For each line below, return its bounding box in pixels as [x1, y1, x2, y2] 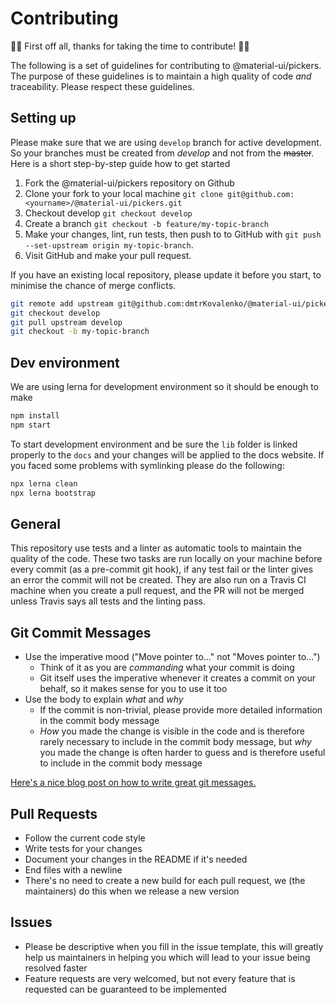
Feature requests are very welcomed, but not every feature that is [24, 972, 296, 984]
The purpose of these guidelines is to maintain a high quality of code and [10, 70, 312, 82]
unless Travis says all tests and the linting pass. [10, 595, 206, 607]
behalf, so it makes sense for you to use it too [39, 683, 228, 695]
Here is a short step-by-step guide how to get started [10, 157, 231, 169]
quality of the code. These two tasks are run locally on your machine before [10, 553, 323, 565]
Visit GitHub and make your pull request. [24, 249, 192, 261]
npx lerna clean [10, 478, 78, 489]
